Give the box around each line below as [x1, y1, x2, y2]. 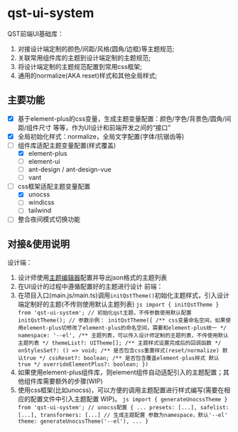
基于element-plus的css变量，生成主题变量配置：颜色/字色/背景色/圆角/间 [17, 114, 232, 122]
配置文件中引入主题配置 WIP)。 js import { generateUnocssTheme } [30, 395, 228, 404]
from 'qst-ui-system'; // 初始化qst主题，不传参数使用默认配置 [17, 310, 192, 317]
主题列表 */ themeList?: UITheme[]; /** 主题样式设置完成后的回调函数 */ [17, 339, 222, 347]
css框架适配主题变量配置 [17, 182, 91, 191]
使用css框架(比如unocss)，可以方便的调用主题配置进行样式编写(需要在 [17, 386, 225, 394]
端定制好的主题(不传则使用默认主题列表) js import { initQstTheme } [17, 300, 220, 309]
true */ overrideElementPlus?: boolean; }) [17, 361, 149, 368]
